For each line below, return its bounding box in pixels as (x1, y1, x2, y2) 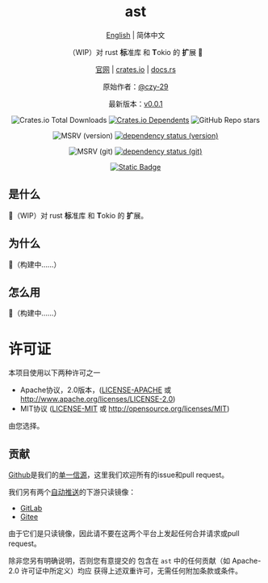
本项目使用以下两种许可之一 (8, 368, 101, 378)
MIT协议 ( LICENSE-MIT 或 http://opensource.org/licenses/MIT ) (19, 403, 230, 414)
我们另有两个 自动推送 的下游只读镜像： (8, 488, 136, 497)
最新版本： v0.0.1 (108, 99, 163, 108)
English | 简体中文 (106, 30, 165, 40)
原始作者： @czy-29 (103, 82, 169, 91)
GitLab (19, 504, 43, 513)
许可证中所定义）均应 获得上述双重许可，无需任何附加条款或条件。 (20, 566, 242, 576)
